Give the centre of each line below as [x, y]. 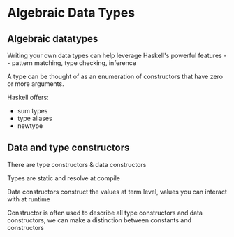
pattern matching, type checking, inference [74, 63]
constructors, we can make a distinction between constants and [100, 220]
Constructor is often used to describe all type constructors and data [105, 213]
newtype [30, 126]
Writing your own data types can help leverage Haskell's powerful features [115, 55]
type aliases [35, 118]
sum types [32, 111]
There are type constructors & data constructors [77, 164]
